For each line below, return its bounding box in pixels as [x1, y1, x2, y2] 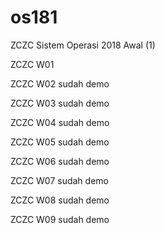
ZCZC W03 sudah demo [10, 97, 110, 109]
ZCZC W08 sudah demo [10, 194, 110, 206]
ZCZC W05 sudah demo [10, 136, 110, 148]
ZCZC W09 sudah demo [10, 213, 110, 225]
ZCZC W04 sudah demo [10, 116, 110, 128]
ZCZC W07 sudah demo [10, 174, 109, 186]
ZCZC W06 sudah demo [10, 155, 110, 167]
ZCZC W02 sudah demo [10, 77, 110, 90]
